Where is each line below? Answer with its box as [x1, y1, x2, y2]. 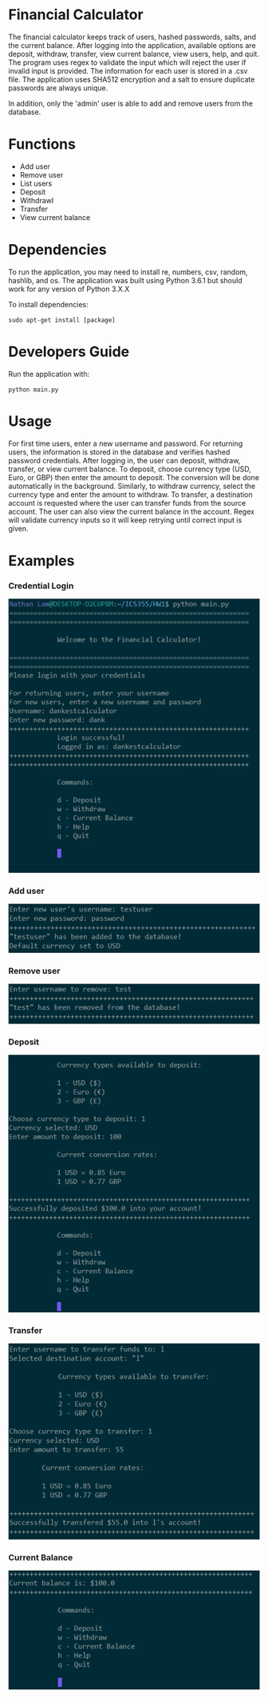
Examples [8, 551, 75, 570]
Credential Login [8, 580, 74, 591]
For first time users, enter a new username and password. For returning [8, 439, 243, 448]
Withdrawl [19, 195, 54, 205]
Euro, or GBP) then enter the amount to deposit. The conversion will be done [8, 472, 260, 482]
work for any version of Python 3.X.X [8, 284, 130, 294]
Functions [8, 135, 76, 154]
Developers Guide [8, 342, 130, 361]
